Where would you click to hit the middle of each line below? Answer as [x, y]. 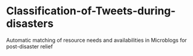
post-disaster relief [29, 46]
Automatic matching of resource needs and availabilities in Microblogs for [96, 40]
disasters [30, 24]
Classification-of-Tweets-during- [91, 11]
